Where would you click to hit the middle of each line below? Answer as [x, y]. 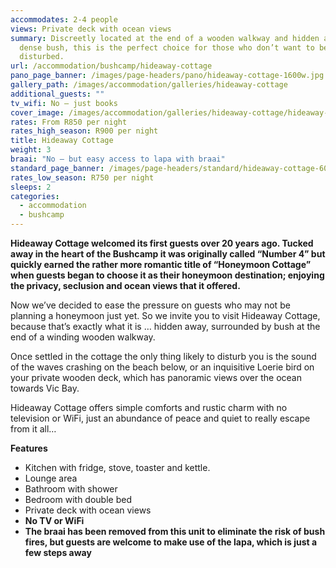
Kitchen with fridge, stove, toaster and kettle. [117, 467]
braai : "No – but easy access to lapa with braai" [118, 159]
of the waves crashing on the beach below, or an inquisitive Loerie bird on [162, 367]
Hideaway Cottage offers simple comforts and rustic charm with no [149, 407]
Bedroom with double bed [78, 499]
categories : [35, 196]
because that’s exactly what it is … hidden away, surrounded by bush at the [165, 326]
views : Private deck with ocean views [91, 29]
